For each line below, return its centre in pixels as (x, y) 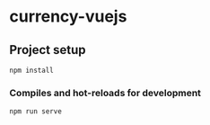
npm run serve (36, 112)
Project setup (48, 50)
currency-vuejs (68, 17)
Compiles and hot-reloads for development (105, 93)
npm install (31, 70)
